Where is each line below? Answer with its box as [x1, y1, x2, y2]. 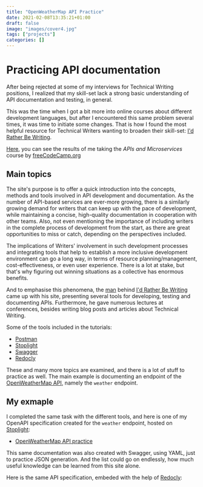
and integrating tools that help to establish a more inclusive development [6, 248, 188, 256]
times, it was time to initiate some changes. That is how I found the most [6, 121, 187, 128]
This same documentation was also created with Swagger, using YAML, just [6, 449, 196, 456]
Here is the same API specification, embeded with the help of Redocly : [6, 474, 183, 481]
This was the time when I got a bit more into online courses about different [6, 107, 192, 115]
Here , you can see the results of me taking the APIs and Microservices [6, 145, 183, 152]
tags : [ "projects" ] [6, 31, 56, 38]
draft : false [6, 20, 39, 26]
